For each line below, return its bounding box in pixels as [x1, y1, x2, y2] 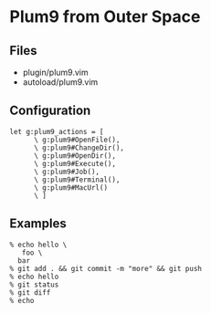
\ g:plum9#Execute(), [33, 159, 117, 168]
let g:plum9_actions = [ [9, 127, 104, 136]
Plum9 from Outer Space [9, 6, 201, 27]
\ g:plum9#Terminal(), [33, 175, 121, 184]
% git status [9, 280, 59, 289]
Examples [9, 216, 67, 232]
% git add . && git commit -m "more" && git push [9, 264, 203, 273]
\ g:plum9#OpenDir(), [33, 151, 117, 161]
